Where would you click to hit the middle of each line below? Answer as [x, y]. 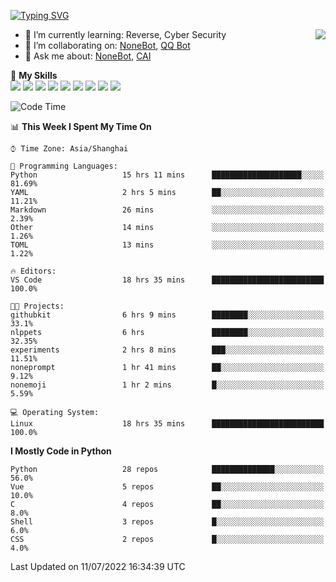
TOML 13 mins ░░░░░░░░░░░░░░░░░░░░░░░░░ [167, 245]
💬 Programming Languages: [64, 166]
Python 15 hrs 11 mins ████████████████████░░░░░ [167, 175]
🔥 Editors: [33, 271]
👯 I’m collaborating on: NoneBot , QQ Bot [107, 45]
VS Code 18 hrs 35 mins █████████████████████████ [167, 280]
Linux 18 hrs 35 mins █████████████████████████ [167, 424]
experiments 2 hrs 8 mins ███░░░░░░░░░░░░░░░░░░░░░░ [167, 350]
